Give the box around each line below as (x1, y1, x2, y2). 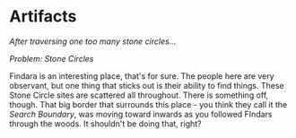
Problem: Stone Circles (9, 53, 94, 64)
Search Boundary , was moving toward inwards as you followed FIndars (9, 108, 273, 119)
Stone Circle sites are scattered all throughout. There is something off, (9, 90, 269, 100)
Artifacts (9, 6, 77, 27)
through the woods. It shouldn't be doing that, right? (9, 118, 202, 129)
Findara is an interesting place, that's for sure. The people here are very (9, 70, 275, 82)
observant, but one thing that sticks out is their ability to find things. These (9, 80, 284, 91)
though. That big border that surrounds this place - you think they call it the (9, 99, 288, 109)
